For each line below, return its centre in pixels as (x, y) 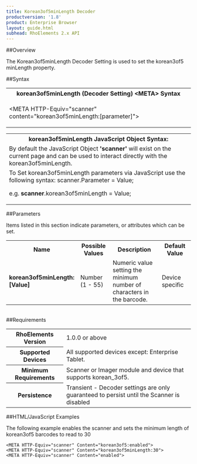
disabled (78, 402)
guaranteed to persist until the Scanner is (123, 395)
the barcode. (130, 300)
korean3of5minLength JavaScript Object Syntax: (98, 139)
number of (127, 285)
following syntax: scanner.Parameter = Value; (71, 180)
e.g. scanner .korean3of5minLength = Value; (70, 193)
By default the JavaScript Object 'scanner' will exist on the (90, 149)
